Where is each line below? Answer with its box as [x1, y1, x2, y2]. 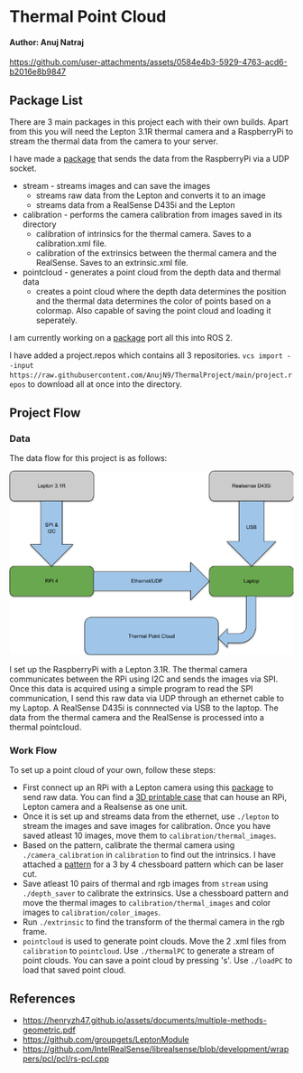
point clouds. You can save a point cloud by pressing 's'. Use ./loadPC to [22, 955, 293, 966]
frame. [22, 927, 48, 937]
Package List [9, 92, 84, 108]
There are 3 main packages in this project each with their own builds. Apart [9, 117, 289, 127]
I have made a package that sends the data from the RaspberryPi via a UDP [9, 154, 290, 165]
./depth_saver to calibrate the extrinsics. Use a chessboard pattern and [22, 888, 289, 899]
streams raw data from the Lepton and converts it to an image [35, 190, 266, 201]
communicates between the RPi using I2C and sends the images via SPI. [9, 673, 279, 684]
